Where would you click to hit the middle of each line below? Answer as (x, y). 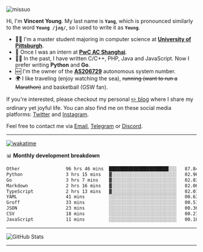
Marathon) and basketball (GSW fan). (61, 87)
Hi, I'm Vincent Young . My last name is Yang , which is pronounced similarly (100, 21)
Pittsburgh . (29, 46)
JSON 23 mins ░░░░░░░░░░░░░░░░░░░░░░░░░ (92, 208)
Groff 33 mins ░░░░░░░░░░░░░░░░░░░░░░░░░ (92, 202)
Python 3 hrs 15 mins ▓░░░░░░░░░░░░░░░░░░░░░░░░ (92, 174)
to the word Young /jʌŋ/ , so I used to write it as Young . (73, 27)
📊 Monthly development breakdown (53, 155)
